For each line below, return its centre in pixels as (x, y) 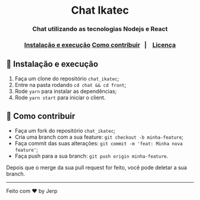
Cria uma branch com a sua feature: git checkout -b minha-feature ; (99, 137)
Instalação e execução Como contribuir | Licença (100, 45)
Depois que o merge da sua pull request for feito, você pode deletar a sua (97, 167)
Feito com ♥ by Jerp (32, 190)
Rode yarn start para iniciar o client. (60, 97)
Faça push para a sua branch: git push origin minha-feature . (91, 156)
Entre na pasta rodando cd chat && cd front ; (70, 85)
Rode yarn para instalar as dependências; (66, 91)
